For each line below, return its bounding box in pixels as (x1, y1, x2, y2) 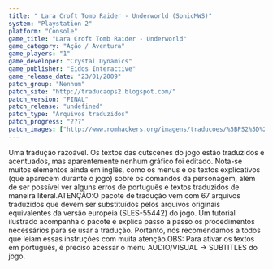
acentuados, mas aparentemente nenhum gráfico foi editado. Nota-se (8, 156, 243, 166)
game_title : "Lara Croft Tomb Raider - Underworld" (8, 34, 187, 43)
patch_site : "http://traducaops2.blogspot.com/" (8, 87, 176, 96)
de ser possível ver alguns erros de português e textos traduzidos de (8, 182, 240, 192)
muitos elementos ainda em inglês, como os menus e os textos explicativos (8, 164, 261, 175)
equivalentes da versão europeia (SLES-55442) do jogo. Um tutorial (8, 208, 236, 218)
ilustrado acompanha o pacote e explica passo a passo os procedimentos (8, 216, 256, 226)
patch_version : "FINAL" (8, 95, 89, 103)
